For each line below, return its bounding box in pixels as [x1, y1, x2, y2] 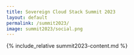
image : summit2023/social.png [6, 25, 83, 32]
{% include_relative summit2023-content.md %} [6, 42, 128, 50]
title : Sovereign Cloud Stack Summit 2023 [6, 8, 116, 15]
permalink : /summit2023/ [6, 20, 69, 26]
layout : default [6, 15, 48, 21]
